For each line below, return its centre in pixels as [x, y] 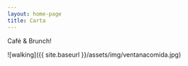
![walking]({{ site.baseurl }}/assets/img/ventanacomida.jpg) [94, 55]
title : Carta [27, 21]
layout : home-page [34, 14]
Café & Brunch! [29, 40]
